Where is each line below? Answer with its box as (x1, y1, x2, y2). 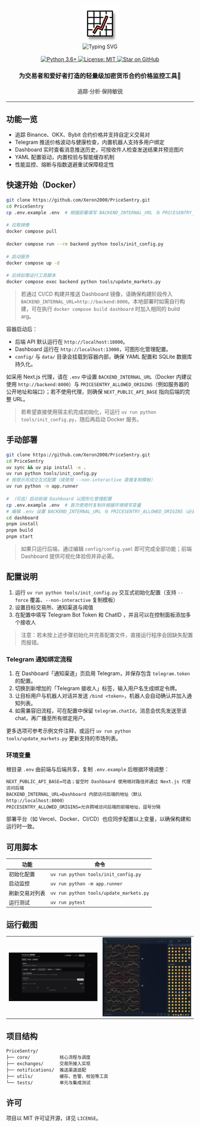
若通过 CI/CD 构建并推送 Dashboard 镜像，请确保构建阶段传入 (20, 291, 173, 297)
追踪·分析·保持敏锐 (77, 88, 123, 95)
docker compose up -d (6, 260, 60, 266)
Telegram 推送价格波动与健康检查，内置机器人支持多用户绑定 (14, 138, 165, 146)
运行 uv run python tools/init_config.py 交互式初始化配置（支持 (14, 589, 177, 596)
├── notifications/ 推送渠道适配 (6, 1067, 86, 1073)
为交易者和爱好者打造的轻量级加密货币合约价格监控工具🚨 (18, 72, 182, 80)
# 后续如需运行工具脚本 (6, 273, 57, 279)
